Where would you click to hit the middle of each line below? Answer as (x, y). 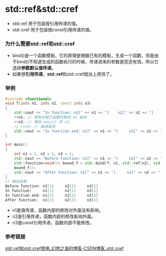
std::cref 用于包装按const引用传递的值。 (53, 30)
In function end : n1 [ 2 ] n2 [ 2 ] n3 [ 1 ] (52, 195)
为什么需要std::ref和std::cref (40, 44)
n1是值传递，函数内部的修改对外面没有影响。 (58, 210)
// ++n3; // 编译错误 (35, 127)
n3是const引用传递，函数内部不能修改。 (53, 222)
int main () (16, 145)
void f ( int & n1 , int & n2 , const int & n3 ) (48, 103)
